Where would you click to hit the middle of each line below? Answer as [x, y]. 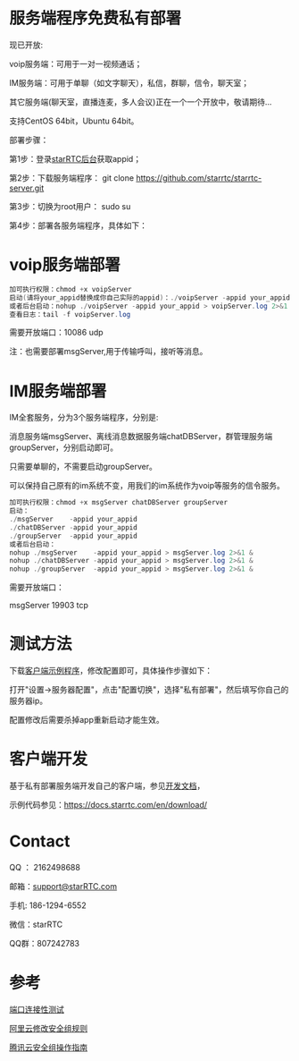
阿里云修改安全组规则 [48, 1028]
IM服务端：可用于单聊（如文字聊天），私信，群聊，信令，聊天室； [129, 82]
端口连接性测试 [37, 1009]
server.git [27, 188]
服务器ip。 [28, 701]
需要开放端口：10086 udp [57, 333]
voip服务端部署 [65, 265]
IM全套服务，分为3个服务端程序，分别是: [84, 418]
